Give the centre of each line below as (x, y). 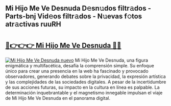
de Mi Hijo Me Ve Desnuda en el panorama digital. (58, 98)
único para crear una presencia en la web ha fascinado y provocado (77, 71)
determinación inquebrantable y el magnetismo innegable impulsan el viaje (84, 93)
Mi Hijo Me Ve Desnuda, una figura (112, 60)
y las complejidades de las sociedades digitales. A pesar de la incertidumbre (86, 82)
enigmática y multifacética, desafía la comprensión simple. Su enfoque (80, 65)
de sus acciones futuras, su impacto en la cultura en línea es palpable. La (82, 87)
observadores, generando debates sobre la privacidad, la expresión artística (86, 76)
